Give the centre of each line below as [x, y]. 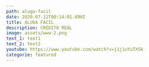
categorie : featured [32, 55]
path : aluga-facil [29, 11]
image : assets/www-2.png [37, 33]
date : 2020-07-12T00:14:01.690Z [46, 17]
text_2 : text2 [24, 44]
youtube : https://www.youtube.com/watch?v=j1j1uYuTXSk [75, 50]
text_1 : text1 [24, 38]
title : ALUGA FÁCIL [30, 22]
